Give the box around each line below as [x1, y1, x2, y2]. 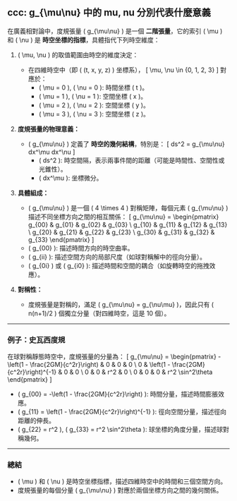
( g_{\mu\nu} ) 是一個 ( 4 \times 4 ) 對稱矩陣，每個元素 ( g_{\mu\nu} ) [28, 203, 229, 212]
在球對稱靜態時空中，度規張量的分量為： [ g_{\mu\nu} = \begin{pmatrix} [7, 352, 217, 361]
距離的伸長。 [17, 416, 55, 425]
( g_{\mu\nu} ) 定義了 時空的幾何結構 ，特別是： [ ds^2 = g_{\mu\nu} [28, 140, 225, 148]
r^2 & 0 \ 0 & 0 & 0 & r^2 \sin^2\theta [107, 368, 213, 376]
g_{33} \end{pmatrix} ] [28, 235, 95, 243]
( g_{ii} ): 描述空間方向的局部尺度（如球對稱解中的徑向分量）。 [28, 253, 207, 261]
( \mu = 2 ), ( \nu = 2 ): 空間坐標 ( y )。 [38, 101, 150, 109]
